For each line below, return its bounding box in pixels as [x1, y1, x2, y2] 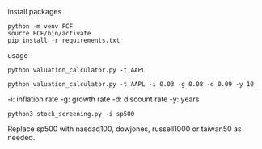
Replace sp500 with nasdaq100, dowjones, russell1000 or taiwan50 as [7, 124, 242, 134]
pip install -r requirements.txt [7, 36, 120, 44]
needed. [7, 133, 36, 142]
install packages [7, 7, 62, 16]
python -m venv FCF [7, 23, 74, 31]
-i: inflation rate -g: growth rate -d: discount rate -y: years [7, 94, 200, 104]
